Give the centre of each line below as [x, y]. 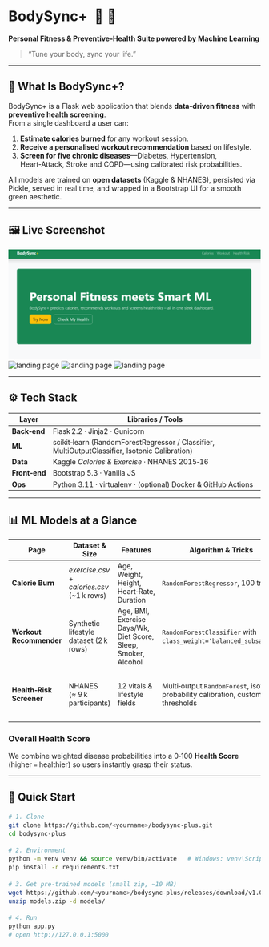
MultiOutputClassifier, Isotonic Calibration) [123, 451]
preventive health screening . [57, 114]
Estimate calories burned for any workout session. [104, 138]
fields [126, 703]
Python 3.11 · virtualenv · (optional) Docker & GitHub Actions [153, 484]
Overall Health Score [49, 738]
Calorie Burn [33, 583]
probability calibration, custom [212, 694]
